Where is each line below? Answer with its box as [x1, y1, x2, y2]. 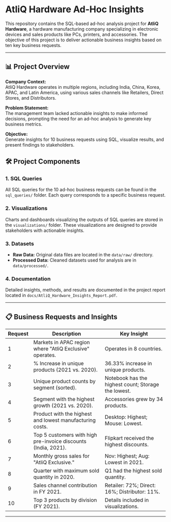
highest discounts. [104, 441, 149, 448]
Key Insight [120, 330, 149, 338]
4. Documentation [5, 275, 51, 282]
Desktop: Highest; [104, 414, 148, 421]
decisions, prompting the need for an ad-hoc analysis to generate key [5, 115, 152, 122]
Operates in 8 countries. [104, 345, 163, 352]
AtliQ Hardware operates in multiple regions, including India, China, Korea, [5, 84, 161, 90]
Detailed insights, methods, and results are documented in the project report [5, 287, 165, 293]
